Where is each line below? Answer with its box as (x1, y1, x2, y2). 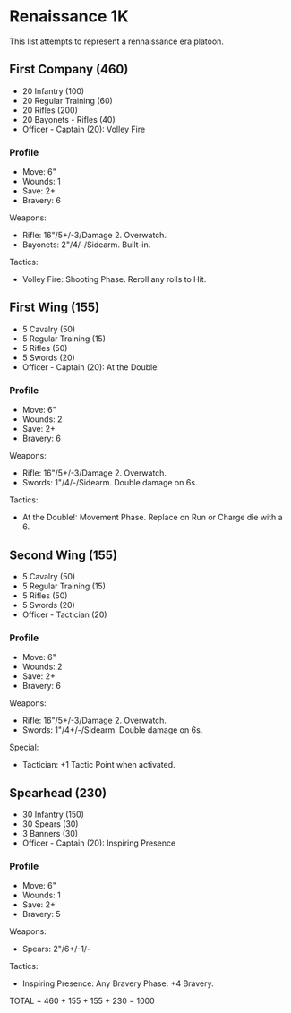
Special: (9, 742, 39, 753)
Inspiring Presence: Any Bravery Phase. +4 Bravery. (21, 978, 215, 989)
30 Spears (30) (21, 819, 79, 829)
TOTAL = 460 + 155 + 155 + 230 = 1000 (9, 996, 155, 1007)
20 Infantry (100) (21, 85, 85, 96)
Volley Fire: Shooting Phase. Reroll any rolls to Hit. (21, 274, 207, 285)
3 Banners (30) (21, 828, 79, 839)
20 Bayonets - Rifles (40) (21, 114, 116, 124)
